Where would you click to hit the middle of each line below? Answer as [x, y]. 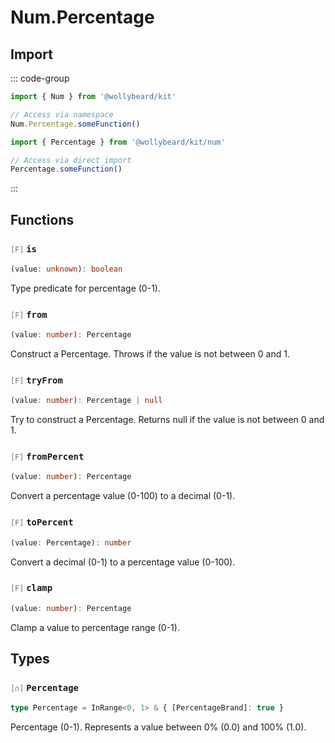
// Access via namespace [62, 114]
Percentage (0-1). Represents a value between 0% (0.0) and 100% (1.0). [158, 727]
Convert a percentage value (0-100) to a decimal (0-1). [123, 496]
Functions [42, 219]
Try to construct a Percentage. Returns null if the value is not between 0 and [167, 420]
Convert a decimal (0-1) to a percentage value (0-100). [123, 562]
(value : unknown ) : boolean [66, 269]
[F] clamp [31, 588]
